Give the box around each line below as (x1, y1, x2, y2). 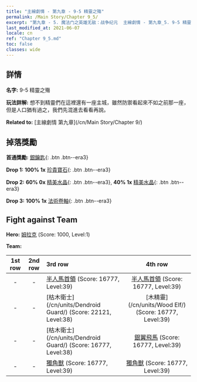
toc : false (6, 42, 33, 47)
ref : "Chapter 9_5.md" (6, 36, 62, 42)
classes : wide (6, 47, 41, 53)
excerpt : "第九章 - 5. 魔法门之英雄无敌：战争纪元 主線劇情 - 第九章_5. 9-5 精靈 (6, 19, 192, 25)
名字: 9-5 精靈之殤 (6, 86, 50, 94)
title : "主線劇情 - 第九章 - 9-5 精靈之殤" (6, 8, 104, 15)
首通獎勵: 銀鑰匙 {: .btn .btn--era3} (6, 154, 89, 161)
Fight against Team (6, 215, 78, 225)
